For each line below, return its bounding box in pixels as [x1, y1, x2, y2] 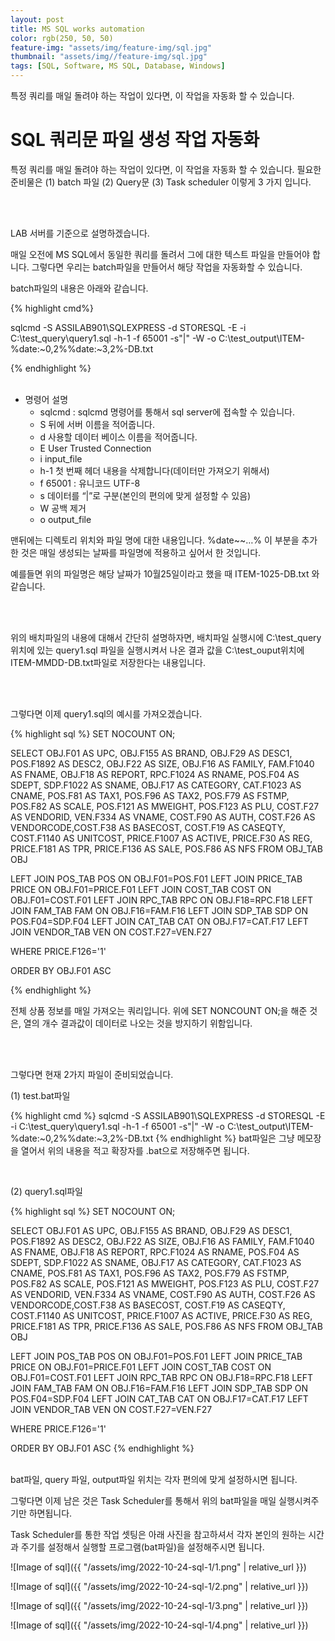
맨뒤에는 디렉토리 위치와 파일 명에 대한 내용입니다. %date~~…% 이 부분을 [10, 534, 300, 546]
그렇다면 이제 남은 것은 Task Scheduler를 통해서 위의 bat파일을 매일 [10, 1494, 277, 1506]
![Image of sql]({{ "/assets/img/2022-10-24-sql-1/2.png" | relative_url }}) [10, 1580, 309, 1592]
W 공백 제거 [39, 502, 87, 514]
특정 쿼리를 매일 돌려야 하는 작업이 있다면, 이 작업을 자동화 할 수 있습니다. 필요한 [10, 163, 322, 175]
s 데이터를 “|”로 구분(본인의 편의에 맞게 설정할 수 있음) [39, 489, 252, 501]
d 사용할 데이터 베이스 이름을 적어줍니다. [39, 431, 198, 443]
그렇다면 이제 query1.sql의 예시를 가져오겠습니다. [10, 707, 203, 720]
